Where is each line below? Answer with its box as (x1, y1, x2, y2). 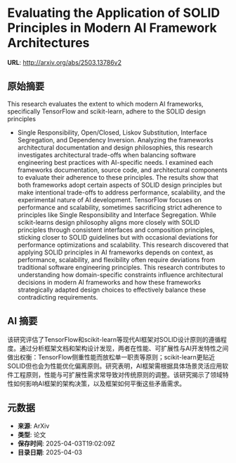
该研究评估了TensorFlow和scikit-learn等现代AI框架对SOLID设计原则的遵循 (7, 335, 221, 343)
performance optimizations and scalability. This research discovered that (17, 240, 229, 249)
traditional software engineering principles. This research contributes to (17, 263, 225, 271)
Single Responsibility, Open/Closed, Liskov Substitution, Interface (17, 128, 207, 137)
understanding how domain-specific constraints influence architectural (17, 270, 223, 279)
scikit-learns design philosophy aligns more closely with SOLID (17, 218, 200, 226)
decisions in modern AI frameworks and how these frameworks (17, 278, 202, 286)
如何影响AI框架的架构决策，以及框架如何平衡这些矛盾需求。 (13, 379, 186, 388)
